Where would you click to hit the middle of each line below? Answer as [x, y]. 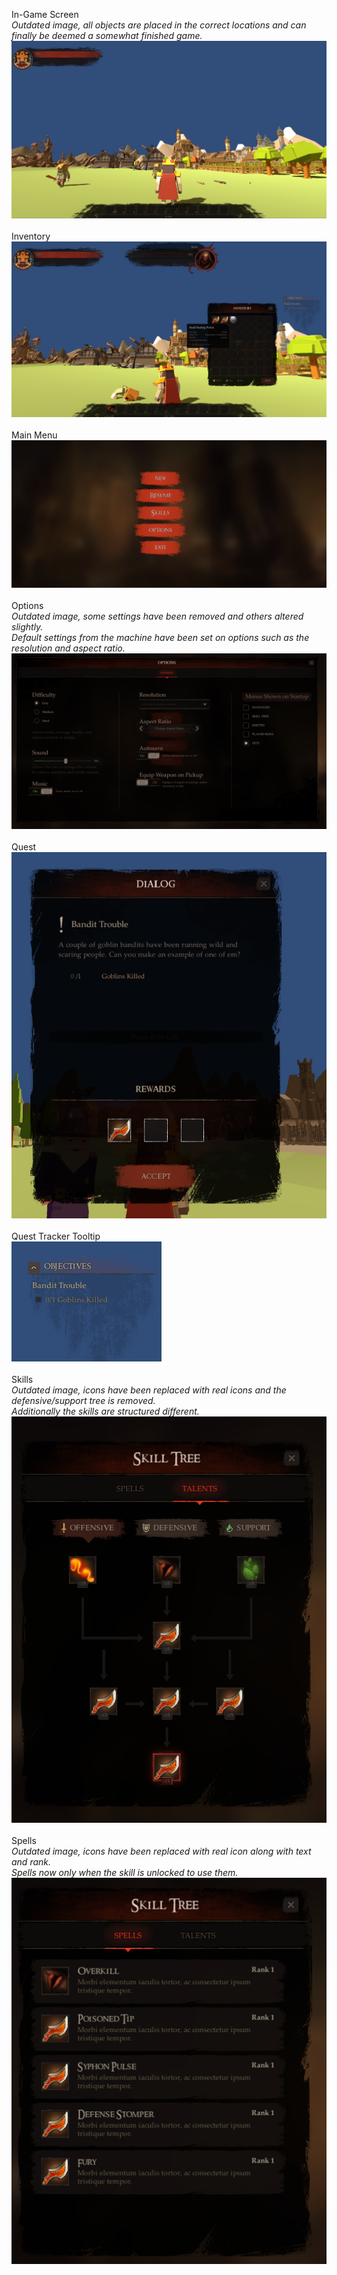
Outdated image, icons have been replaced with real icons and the [149, 1390]
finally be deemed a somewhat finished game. [107, 35]
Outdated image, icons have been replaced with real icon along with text [161, 1851]
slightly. [27, 626]
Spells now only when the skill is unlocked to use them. [125, 1872]
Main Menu [34, 435]
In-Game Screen [45, 14]
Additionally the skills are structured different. [105, 1411]
